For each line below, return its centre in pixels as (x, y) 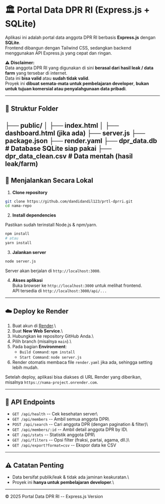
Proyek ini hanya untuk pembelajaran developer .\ (63, 482)
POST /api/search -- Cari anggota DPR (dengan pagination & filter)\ (80, 424)
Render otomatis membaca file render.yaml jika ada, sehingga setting (82, 362)
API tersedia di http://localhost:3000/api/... (59, 290)
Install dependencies (34, 215)
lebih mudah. (25, 367)
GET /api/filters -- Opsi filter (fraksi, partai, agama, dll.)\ (71, 440)
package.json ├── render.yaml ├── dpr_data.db (81, 141)
